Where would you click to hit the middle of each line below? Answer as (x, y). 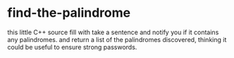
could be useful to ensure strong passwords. (72, 47)
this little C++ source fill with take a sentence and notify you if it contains (113, 32)
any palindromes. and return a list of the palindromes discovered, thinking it (117, 39)
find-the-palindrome (69, 13)
